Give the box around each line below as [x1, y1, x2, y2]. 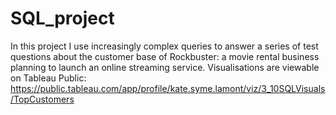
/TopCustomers [10, 93, 75, 105]
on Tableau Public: [10, 72, 87, 84]
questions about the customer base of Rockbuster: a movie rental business [10, 50, 320, 62]
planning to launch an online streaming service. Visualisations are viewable [10, 61, 320, 73]
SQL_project [10, 7, 115, 30]
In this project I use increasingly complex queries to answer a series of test [10, 40, 319, 52]
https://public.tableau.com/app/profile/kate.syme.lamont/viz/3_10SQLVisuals [10, 82, 326, 94]
